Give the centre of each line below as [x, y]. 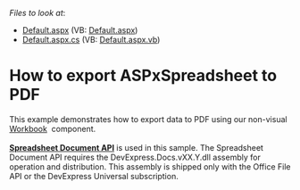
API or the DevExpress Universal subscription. [94, 176]
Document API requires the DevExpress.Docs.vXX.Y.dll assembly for [135, 157]
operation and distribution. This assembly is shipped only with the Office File [150, 166]
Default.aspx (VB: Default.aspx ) [80, 30]
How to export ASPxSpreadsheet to [143, 76]
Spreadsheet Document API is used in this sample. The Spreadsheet [136, 147]
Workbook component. [53, 128]
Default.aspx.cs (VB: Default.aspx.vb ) [91, 40]
